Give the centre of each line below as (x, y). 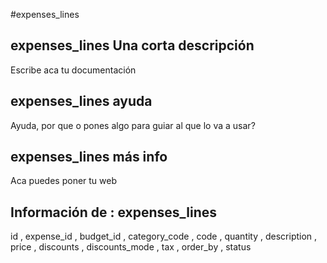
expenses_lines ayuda (81, 101)
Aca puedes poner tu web (64, 181)
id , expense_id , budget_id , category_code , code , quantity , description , (164, 236)
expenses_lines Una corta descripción (132, 45)
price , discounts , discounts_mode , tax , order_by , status (131, 247)
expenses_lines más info (89, 157)
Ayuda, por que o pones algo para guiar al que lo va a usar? (133, 125)
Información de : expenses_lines (114, 212)
